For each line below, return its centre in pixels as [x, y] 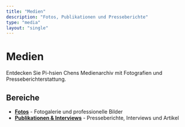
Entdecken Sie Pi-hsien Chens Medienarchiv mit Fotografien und [84, 73]
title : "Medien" [26, 11]
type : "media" [23, 22]
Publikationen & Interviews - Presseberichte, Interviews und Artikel [97, 118]
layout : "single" [27, 28]
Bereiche [23, 97]
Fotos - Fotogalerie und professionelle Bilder [69, 111]
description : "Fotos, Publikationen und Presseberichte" [77, 17]
